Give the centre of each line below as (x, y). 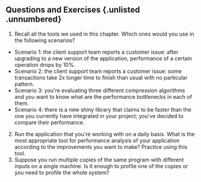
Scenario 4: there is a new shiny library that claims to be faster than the (103, 109)
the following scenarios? (45, 40)
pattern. (24, 84)
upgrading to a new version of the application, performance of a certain (103, 58)
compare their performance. (49, 122)
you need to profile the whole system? (62, 172)
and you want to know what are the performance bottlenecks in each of (103, 96)
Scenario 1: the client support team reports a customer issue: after (96, 52)
